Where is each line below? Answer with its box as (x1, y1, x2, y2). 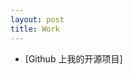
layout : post (10, 14, 65, 25)
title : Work (10, 24, 60, 34)
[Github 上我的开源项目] (24, 52, 123, 65)
